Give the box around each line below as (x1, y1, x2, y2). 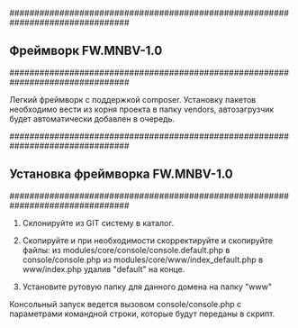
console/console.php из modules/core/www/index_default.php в (22, 254, 264, 265)
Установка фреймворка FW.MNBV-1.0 (9, 167, 234, 182)
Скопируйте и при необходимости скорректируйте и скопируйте (22, 234, 273, 246)
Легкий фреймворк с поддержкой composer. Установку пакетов (9, 94, 257, 105)
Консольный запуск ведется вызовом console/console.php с (9, 298, 242, 309)
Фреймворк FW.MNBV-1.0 (9, 43, 163, 59)
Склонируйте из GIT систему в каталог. (22, 217, 175, 228)
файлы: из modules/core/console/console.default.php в (22, 244, 230, 255)
